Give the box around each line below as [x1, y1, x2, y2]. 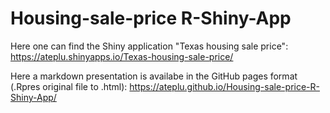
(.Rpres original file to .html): [10, 80, 128, 92]
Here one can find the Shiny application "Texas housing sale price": [10, 40, 289, 52]
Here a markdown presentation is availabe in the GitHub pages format [10, 70, 298, 82]
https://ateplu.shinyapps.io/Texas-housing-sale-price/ [10, 50, 234, 62]
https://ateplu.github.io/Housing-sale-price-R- [129, 80, 320, 92]
